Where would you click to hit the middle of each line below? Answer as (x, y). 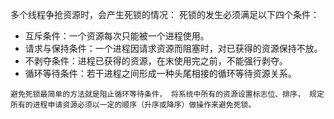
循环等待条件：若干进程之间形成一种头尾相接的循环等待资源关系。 (160, 73)
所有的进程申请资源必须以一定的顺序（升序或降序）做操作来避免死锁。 (133, 105)
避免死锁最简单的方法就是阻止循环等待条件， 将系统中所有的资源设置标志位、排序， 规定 (167, 94)
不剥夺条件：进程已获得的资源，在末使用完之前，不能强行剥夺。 (156, 61)
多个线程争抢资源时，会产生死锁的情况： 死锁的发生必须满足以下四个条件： (165, 14)
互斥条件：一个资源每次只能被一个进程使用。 (117, 36)
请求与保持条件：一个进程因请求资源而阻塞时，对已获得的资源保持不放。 (173, 48)
